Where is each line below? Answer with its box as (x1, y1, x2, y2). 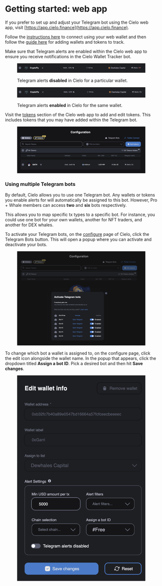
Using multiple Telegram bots (5, 181, 76, 187)
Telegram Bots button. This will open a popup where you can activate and (5, 236, 152, 242)
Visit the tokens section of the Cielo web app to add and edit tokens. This (5, 111, 151, 117)
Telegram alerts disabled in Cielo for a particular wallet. (17, 77, 128, 83)
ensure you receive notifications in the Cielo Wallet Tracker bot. (5, 53, 132, 59)
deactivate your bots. (5, 241, 47, 247)
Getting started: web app (5, 3, 107, 15)
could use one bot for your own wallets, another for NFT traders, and (5, 216, 143, 222)
